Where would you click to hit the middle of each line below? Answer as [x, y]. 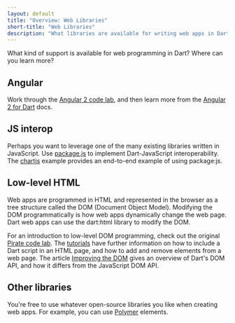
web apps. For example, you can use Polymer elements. [88, 312]
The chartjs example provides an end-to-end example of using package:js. [115, 160]
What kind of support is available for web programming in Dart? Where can [115, 53]
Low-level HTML [44, 183]
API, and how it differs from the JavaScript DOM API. [83, 265]
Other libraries [40, 288]
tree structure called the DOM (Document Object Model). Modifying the [110, 207]
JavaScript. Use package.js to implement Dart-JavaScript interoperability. [113, 153]
